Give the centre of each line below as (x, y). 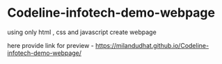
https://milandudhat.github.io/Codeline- (152, 45)
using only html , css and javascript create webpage (82, 32)
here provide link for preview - (50, 45)
